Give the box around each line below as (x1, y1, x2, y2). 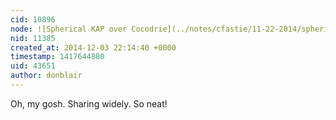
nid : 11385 (10, 33, 56, 43)
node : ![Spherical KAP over (10, 24, 128, 34)
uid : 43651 (10, 61, 56, 71)
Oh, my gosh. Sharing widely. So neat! (10, 97, 168, 110)
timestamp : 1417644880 (10, 52, 105, 62)
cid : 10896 (10, 14, 56, 25)
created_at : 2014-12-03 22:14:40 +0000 (10, 42, 177, 53)
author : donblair (10, 71, 83, 81)
